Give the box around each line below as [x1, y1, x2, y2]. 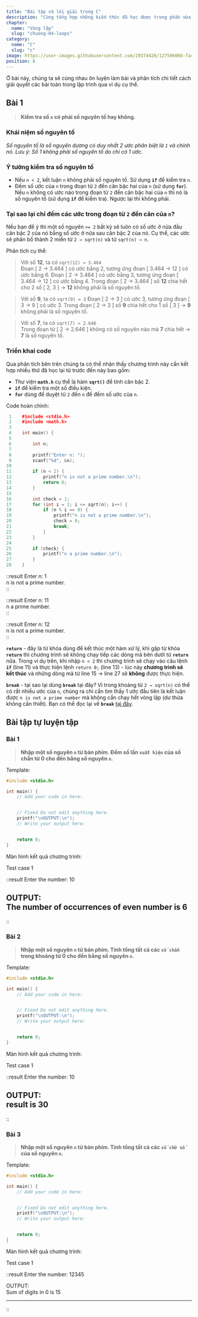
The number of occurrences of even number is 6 [6, 902, 187, 912]
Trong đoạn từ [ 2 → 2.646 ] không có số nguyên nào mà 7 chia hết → [20, 326, 190, 333]
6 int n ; [8, 441, 49, 447]
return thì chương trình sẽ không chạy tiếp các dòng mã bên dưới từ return [6, 651, 189, 658]
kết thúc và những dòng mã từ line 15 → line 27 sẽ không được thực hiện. [6, 670, 184, 677]
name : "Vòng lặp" [11, 25, 54, 31]
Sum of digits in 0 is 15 [6, 1288, 61, 1296]
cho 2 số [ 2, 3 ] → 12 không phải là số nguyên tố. [20, 284, 141, 291]
